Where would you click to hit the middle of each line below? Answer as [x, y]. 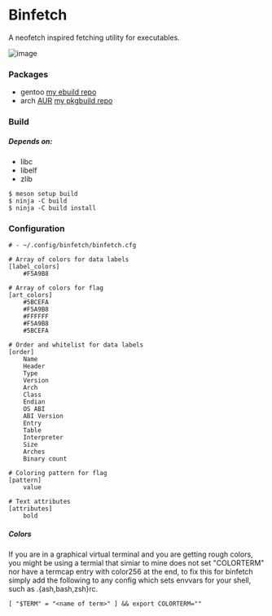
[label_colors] [34, 267]
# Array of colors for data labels [69, 260]
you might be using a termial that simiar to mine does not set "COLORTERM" [136, 563]
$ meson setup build [44, 194]
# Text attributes [39, 502]
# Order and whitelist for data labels [76, 345]
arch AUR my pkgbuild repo [66, 101]
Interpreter [43, 438]
